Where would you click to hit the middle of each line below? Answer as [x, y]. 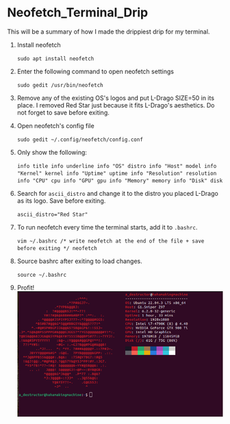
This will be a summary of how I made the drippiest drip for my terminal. [108, 32]
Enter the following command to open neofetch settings [95, 71]
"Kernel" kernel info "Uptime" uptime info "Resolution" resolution [117, 173]
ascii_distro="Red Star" [52, 214]
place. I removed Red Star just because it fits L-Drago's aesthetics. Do [116, 105]
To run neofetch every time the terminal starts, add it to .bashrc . [107, 227]
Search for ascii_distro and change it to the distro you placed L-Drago [118, 193]
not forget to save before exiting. [63, 112]
